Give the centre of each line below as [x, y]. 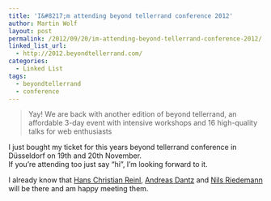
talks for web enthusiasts [70, 131]
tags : [17, 76]
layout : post [30, 31]
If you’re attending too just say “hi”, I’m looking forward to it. [108, 165]
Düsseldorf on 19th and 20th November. [75, 156]
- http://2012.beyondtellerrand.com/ [79, 53]
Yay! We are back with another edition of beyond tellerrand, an [132, 114]
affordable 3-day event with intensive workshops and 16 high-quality [143, 123]
